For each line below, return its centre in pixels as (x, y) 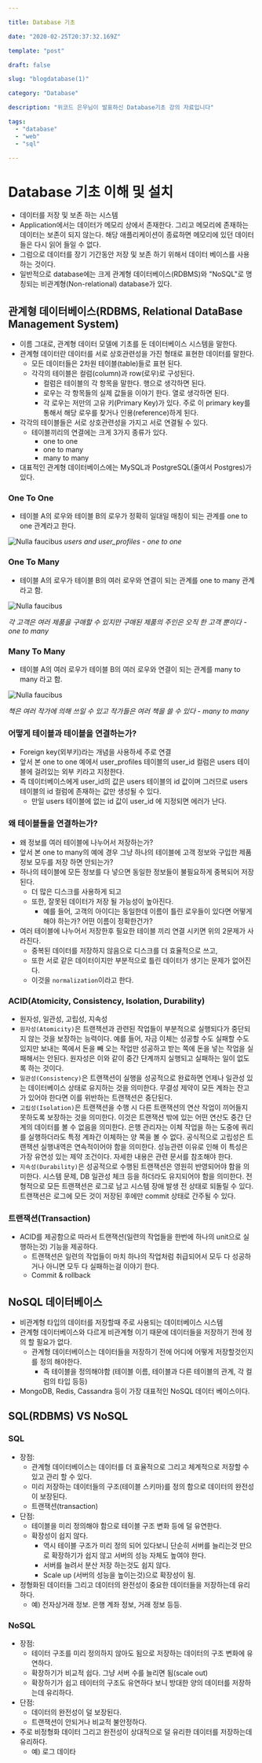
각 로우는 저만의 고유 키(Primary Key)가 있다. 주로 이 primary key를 (147, 403)
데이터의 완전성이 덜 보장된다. (76, 1712)
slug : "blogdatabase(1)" (49, 79)
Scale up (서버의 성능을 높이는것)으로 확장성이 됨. (119, 1575)
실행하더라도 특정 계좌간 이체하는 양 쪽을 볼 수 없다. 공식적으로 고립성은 (136, 1137)
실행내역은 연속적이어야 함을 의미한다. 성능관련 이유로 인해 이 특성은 (144, 1146)
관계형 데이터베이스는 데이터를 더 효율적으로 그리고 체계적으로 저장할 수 (140, 1466)
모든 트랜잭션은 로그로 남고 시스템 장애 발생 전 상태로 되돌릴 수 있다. (150, 1186)
